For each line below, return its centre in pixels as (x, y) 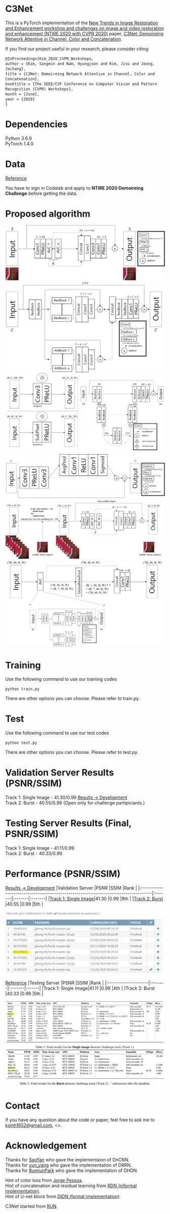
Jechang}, (16, 69)
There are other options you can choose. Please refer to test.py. (72, 752)
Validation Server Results (60, 773)
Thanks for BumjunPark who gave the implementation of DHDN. (72, 1170)
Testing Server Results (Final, (68, 823)
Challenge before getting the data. (41, 193)
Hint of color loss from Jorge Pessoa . (44, 1180)
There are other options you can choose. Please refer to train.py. (73, 699)
